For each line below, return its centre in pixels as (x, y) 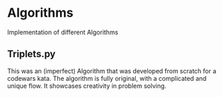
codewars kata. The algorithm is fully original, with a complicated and (107, 78)
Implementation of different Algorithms (63, 32)
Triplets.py (31, 54)
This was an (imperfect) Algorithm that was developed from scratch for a (112, 70)
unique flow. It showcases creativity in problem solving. (87, 86)
